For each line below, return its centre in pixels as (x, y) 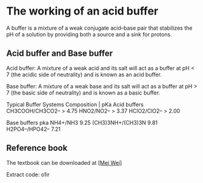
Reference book (37, 148)
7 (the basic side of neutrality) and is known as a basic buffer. (83, 93)
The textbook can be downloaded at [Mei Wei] (64, 162)
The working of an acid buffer (82, 11)
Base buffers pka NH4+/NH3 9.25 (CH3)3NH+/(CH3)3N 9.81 (82, 122)
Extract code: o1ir (28, 175)
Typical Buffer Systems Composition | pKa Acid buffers (75, 104)
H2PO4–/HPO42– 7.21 (33, 129)
